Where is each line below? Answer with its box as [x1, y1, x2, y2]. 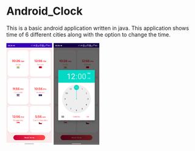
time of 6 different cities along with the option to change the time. [6, 30, 171, 38]
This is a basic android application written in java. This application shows [6, 24, 190, 32]
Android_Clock [6, 4, 83, 18]
